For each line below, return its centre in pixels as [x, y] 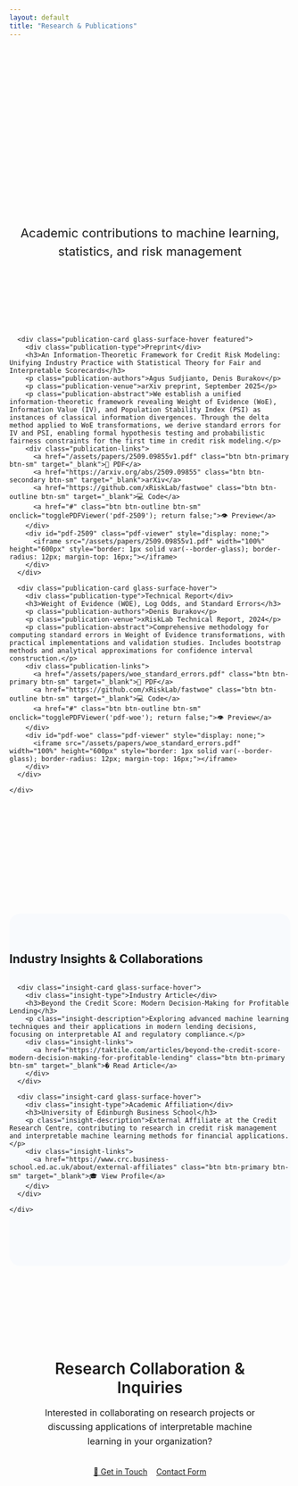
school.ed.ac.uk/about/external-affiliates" [93, 1167]
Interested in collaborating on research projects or [150, 1413]
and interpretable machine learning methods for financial [121, 1136]
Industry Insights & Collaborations [106, 959]
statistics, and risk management [150, 251]
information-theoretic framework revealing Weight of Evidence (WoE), [143, 402]
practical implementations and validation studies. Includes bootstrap [145, 643]
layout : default [39, 17]
